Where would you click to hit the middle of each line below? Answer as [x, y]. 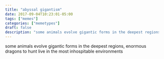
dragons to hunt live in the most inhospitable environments [64, 51]
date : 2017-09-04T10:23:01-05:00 [39, 14]
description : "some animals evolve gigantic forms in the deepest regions [83, 32]
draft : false [18, 28]
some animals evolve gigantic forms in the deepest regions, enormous [76, 46]
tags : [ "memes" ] [21, 19]
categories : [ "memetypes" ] [32, 23]
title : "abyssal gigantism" [34, 10]
